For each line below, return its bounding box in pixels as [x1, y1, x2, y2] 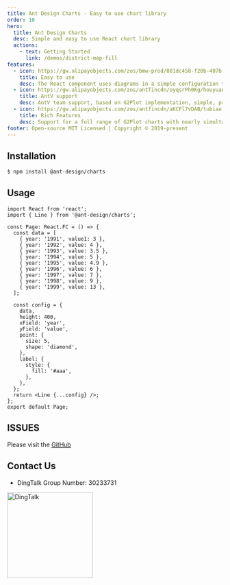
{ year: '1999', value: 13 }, [19, 283, 106, 290]
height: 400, [19, 313, 57, 320]
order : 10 [7, 16, 36, 23]
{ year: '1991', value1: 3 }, [19, 235, 106, 242]
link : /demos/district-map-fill [25, 55, 118, 62]
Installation [7, 150, 56, 162]
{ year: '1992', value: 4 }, [19, 241, 103, 248]
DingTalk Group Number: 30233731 [16, 478, 117, 487]
